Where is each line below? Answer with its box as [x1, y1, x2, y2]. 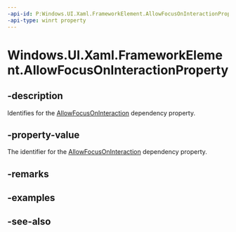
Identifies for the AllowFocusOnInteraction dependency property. [7, 108, 195, 117]
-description [7, 90, 63, 102]
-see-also [7, 216, 51, 228]
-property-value [7, 129, 80, 141]
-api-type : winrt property [7, 17, 86, 24]
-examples [7, 192, 55, 204]
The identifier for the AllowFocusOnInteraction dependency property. [7, 148, 207, 156]
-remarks [7, 168, 49, 180]
